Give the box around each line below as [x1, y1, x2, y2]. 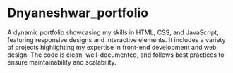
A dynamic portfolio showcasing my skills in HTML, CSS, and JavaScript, [7, 28, 219, 36]
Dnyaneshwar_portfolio [7, 5, 149, 21]
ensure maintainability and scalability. [7, 58, 116, 66]
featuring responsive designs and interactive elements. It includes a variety [7, 35, 226, 44]
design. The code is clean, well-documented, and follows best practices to [7, 51, 225, 59]
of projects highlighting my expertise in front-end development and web [7, 43, 217, 51]
